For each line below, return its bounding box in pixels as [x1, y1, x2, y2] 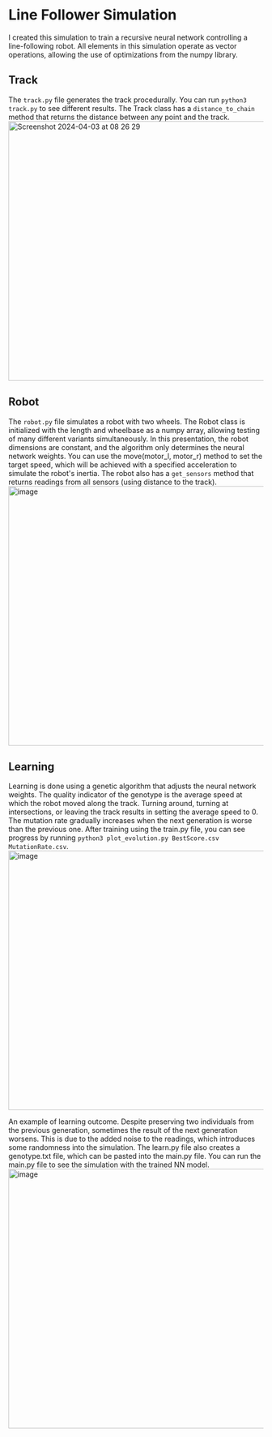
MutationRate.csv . [8, 842, 69, 851]
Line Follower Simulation [8, 6, 177, 24]
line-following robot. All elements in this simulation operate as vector [8, 41, 237, 50]
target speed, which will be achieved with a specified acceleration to [8, 460, 237, 470]
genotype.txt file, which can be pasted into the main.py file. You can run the [8, 1152, 261, 1161]
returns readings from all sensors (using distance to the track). [8, 477, 217, 487]
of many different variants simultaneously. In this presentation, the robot [8, 434, 249, 444]
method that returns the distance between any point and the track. [8, 112, 230, 122]
